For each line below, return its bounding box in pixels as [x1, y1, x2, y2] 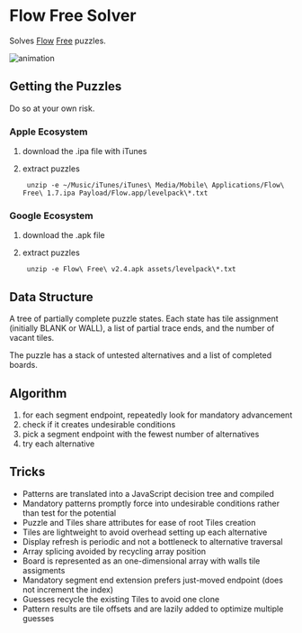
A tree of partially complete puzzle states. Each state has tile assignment [9, 313, 279, 325]
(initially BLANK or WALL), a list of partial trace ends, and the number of [9, 323, 275, 334]
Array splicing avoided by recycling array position [22, 546, 207, 556]
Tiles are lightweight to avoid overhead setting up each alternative [22, 527, 268, 537]
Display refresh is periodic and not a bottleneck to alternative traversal [22, 536, 283, 546]
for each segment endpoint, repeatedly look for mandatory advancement [22, 409, 293, 420]
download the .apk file [22, 230, 105, 241]
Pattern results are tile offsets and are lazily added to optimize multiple [22, 603, 284, 614]
